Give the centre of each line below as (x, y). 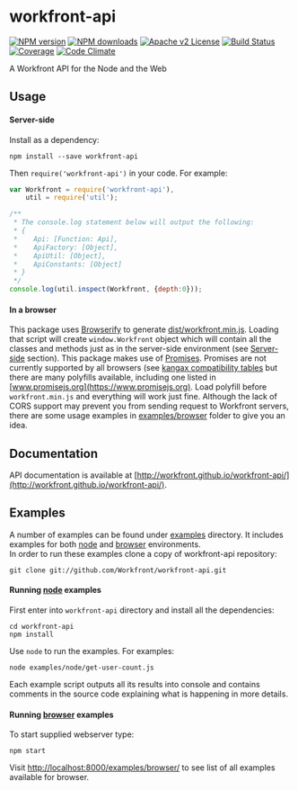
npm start (28, 751)
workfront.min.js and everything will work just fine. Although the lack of (144, 397)
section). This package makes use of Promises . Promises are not (146, 358)
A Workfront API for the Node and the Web (88, 68)
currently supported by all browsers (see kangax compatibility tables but (144, 368)
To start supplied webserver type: (72, 734)
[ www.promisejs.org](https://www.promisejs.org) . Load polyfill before (138, 387)
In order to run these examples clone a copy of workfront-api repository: (143, 553)
